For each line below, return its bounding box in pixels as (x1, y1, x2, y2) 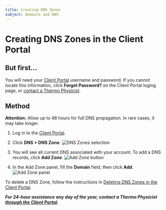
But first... (5, 64, 37, 72)
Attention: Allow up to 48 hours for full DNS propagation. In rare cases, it (5, 115, 155, 121)
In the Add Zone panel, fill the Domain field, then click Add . (12, 164, 134, 170)
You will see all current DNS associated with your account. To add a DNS (12, 149, 161, 155)
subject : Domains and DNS (5, 12, 58, 17)
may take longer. (5, 120, 39, 126)
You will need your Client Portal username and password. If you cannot (5, 77, 150, 83)
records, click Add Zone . (12, 155, 63, 161)
